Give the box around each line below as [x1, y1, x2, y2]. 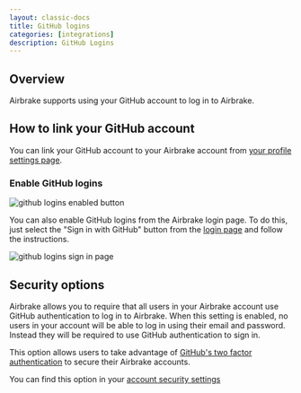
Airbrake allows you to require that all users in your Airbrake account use [9, 301, 279, 311]
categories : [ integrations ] [9, 30, 115, 39]
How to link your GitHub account [9, 121, 195, 136]
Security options [9, 277, 105, 293]
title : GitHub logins [9, 22, 91, 31]
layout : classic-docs [9, 13, 91, 22]
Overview [9, 71, 66, 86]
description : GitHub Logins [9, 38, 115, 48]
